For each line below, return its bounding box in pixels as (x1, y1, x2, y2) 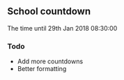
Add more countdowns (17, 57, 84, 65)
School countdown (7, 6, 91, 17)
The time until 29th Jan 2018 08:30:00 (7, 24, 118, 32)
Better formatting (17, 65, 67, 73)
